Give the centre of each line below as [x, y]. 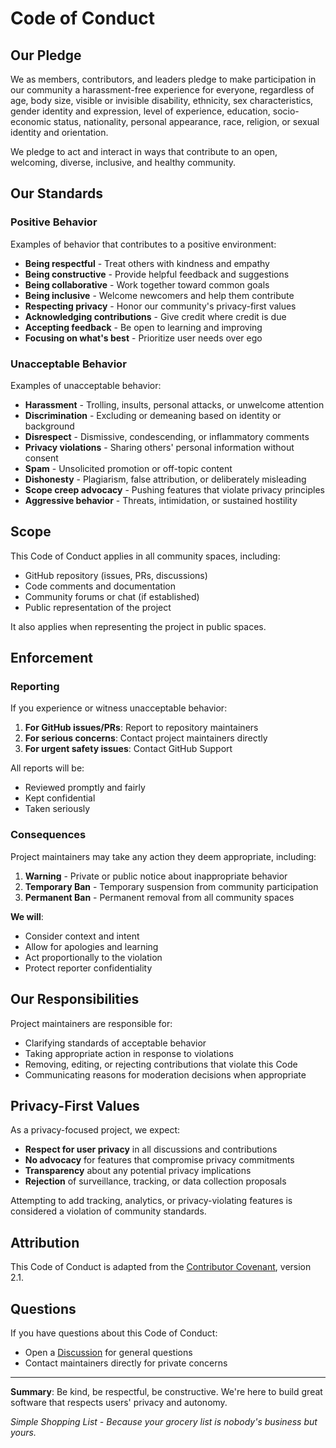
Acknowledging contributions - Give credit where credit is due [155, 316]
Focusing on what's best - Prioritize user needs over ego [143, 338]
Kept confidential [60, 798]
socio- [286, 111]
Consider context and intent [82, 936]
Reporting [35, 687]
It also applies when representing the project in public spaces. [138, 626]
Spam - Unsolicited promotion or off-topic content [128, 468]
